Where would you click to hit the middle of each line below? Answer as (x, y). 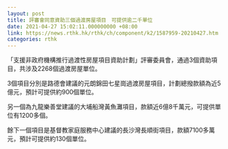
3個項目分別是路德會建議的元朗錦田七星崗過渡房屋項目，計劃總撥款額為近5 (114, 83)
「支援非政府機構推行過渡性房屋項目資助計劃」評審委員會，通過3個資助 (109, 60)
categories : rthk (32, 40)
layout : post (26, 14)
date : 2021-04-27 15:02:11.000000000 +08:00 (72, 26)
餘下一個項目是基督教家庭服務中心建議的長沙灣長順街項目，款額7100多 (108, 130)
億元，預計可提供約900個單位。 (53, 92)
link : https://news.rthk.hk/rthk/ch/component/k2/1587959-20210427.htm (113, 33)
